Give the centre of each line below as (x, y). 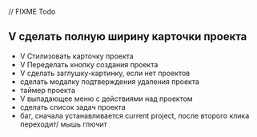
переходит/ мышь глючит (64, 124)
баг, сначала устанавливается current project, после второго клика (135, 115)
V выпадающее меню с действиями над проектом (106, 99)
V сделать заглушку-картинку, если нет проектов (105, 73)
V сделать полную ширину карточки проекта (128, 36)
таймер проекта (48, 90)
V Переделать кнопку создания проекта (89, 64)
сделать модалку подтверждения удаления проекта (110, 81)
